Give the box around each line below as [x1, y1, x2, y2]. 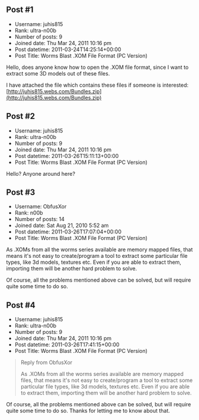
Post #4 [6, 300, 36, 310]
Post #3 [6, 187, 36, 198]
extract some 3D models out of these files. [6, 70, 110, 77]
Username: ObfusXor [14, 203, 67, 210]
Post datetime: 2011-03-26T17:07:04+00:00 [14, 228, 121, 235]
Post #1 [6, 5, 34, 15]
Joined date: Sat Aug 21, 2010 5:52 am [14, 222, 109, 229]
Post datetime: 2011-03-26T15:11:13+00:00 [14, 152, 119, 159]
